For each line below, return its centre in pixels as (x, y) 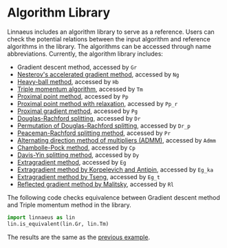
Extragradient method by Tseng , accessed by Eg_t (88, 176)
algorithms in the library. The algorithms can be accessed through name (109, 46)
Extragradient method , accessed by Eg (72, 162)
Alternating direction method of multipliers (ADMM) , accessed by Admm (117, 140)
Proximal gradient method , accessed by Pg (77, 111)
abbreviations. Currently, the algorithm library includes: (85, 54)
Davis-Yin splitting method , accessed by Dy (78, 155)
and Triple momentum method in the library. (69, 205)
